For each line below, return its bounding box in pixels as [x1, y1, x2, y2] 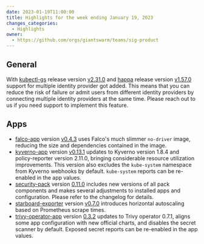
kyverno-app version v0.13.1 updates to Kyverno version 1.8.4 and [15, 148, 180, 155]
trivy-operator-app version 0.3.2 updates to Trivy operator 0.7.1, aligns [15, 212, 191, 220]
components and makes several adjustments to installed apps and [15, 186, 181, 194]
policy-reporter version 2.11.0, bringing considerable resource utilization [15, 154, 195, 161]
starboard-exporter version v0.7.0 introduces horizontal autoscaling [15, 200, 185, 207]
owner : [6, 32, 23, 38]
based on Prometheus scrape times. [15, 206, 106, 213]
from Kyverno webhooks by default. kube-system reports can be [15, 168, 175, 175]
